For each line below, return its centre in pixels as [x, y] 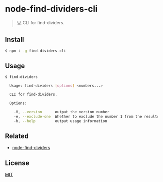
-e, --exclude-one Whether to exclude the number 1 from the [78, 116]
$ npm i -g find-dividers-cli [36, 51]
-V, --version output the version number [62, 112]
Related [17, 136]
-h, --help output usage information [61, 121]
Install [15, 40]
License [17, 163]
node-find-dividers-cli [51, 9]
